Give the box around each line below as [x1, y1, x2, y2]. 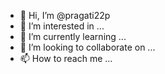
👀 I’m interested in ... [19, 20, 105, 32]
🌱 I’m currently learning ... [19, 31, 127, 42]
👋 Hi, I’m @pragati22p [19, 10, 111, 21]
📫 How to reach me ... [19, 53, 113, 64]
